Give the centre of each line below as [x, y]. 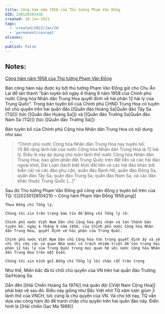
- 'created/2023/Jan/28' [35, 28]
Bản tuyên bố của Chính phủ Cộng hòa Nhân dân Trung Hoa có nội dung [79, 129]
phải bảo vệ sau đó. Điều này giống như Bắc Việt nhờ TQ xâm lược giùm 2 [80, 291]
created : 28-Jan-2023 [27, 19]
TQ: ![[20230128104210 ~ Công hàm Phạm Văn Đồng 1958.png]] [71, 196]
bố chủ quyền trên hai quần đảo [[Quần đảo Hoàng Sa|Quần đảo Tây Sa [78, 109]
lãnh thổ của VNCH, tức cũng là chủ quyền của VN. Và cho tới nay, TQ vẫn [81, 296]
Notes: [16, 67]
